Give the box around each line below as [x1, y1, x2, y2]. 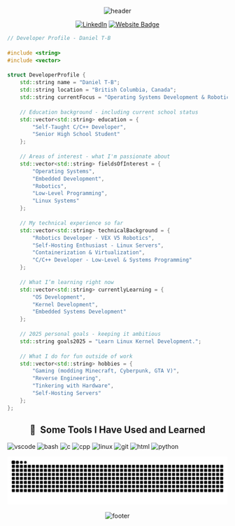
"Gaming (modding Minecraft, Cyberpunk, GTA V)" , [32, 367, 180, 375]
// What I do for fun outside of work [20, 353, 133, 360]
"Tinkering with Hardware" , [32, 382, 114, 389]
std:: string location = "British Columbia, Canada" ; [20, 86, 177, 94]
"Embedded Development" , [32, 175, 105, 182]
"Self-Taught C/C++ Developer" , [32, 123, 127, 130]
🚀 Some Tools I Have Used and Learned [29, 424, 206, 436]
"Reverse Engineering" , [32, 375, 101, 382]
